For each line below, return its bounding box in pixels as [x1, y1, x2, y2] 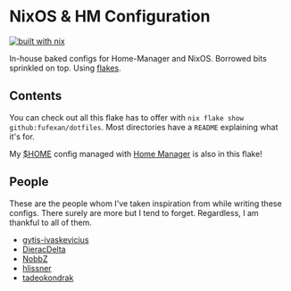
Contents [9, 88, 62, 104]
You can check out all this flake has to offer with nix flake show [9, 112, 244, 122]
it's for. [9, 131, 36, 142]
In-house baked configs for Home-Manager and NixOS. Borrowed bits [9, 53, 268, 63]
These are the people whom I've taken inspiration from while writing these [9, 198, 283, 209]
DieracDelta [21, 244, 66, 254]
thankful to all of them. [9, 217, 92, 228]
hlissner [21, 262, 52, 273]
